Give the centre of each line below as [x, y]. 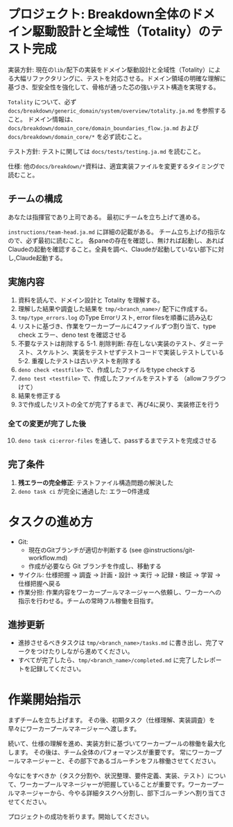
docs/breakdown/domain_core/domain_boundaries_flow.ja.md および [103, 128]
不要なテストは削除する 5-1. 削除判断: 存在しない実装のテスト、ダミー [118, 343]
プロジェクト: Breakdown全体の [100, 14]
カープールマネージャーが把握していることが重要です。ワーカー [122, 785]
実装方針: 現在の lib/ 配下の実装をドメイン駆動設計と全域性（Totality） [108, 70]
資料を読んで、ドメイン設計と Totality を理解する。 [90, 300]
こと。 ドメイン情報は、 [42, 119]
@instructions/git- [169, 549]
